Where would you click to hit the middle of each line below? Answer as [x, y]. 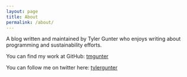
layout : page [22, 11]
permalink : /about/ [30, 22]
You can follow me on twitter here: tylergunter [62, 68]
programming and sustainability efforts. [54, 45]
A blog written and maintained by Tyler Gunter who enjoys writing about [93, 39]
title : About [22, 17]
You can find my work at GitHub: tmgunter [58, 57]
